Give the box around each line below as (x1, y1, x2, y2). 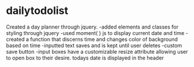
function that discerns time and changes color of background (30, 36, 178, 43)
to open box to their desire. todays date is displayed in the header (6, 54, 164, 61)
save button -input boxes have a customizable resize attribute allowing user (6, 48, 188, 55)
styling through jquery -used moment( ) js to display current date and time (6, 29, 185, 36)
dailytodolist (6, 4, 68, 17)
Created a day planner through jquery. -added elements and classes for (6, 23, 179, 30)
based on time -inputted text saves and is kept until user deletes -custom (6, 42, 182, 49)
